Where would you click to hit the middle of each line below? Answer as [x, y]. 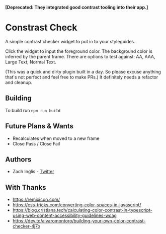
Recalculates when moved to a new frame [56, 138]
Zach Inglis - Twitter [33, 172]
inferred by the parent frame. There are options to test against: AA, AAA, [80, 56]
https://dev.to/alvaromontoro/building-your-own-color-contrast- [79, 221]
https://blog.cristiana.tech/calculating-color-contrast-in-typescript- [82, 210]
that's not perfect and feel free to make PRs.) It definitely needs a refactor [82, 77]
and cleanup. [19, 82]
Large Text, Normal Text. [31, 62]
